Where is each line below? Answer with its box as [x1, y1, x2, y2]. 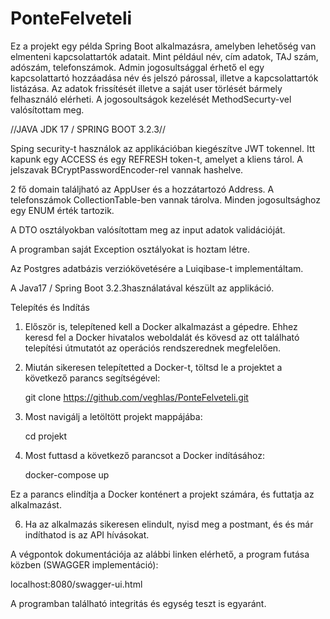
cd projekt [24, 430, 68, 442]
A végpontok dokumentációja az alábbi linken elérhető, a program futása [10, 548, 310, 560]
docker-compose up [24, 468, 110, 481]
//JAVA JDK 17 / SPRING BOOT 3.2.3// [10, 123, 166, 135]
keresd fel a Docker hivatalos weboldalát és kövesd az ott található [24, 331, 300, 343]
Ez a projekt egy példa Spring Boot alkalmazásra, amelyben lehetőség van [10, 40, 317, 52]
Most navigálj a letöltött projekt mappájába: [24, 410, 203, 422]
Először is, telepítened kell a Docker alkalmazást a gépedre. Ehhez [24, 320, 298, 332]
